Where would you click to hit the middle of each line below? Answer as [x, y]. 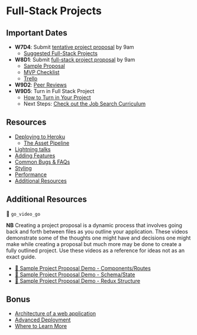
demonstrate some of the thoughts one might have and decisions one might [98, 238]
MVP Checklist [41, 72]
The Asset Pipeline [46, 143]
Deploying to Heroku [40, 136]
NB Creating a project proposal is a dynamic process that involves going [94, 225]
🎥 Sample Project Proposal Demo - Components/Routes [83, 268]
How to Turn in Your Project [57, 97]
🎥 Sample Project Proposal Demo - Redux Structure [77, 280]
